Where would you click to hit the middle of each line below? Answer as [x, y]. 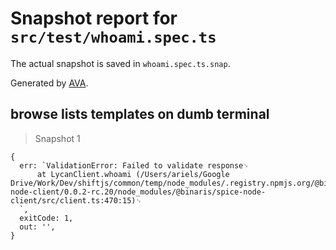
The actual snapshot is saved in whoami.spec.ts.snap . [120, 63]
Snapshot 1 [57, 138]
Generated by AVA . [49, 83]
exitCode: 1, [46, 218]
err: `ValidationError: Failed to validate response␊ [134, 165]
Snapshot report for [94, 18]
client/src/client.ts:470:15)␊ [76, 200]
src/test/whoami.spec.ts [113, 37]
